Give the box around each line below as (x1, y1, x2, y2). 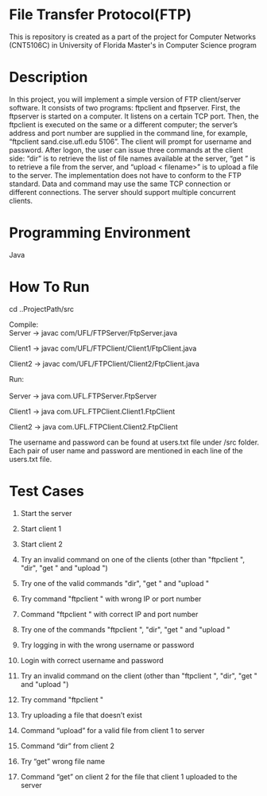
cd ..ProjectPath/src (9, 304, 75, 313)
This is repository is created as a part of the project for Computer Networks (9, 32, 257, 41)
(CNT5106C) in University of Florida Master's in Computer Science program (9, 40, 257, 49)
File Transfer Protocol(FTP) (9, 6, 192, 24)
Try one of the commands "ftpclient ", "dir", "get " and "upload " (20, 624, 230, 634)
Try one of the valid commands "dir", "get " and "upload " (20, 578, 210, 588)
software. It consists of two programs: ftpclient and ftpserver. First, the (9, 103, 241, 112)
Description (9, 68, 88, 87)
